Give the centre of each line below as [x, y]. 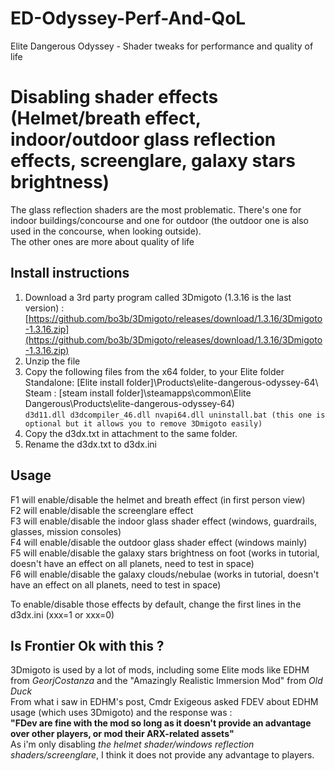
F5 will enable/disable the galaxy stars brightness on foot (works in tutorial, [165, 553]
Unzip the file [52, 361]
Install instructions [70, 273]
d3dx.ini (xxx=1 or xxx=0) [62, 614]
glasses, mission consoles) [66, 531]
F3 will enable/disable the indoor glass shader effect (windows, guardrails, [164, 521]
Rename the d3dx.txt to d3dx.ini [90, 444]
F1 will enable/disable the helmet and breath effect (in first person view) [158, 499]
